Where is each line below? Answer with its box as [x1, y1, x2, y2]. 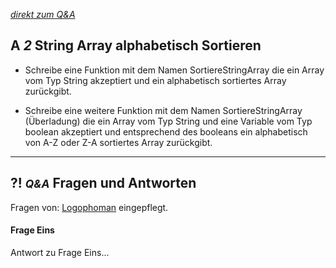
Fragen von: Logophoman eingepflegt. [10, 201, 169, 213]
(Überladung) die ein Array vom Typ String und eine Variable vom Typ [24, 115, 313, 127]
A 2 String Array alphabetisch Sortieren [10, 37, 262, 54]
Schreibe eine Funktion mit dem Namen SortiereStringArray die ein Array [24, 64, 325, 76]
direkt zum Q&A [10, 9, 76, 20]
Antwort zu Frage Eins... [10, 246, 110, 258]
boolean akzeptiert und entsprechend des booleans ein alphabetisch [24, 125, 308, 138]
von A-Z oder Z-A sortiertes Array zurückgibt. [24, 136, 213, 148]
